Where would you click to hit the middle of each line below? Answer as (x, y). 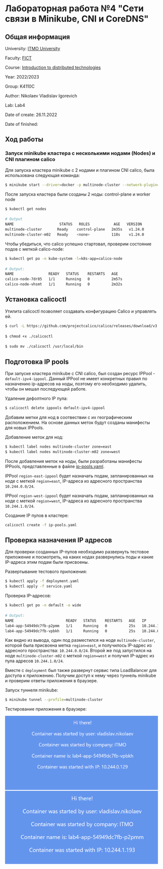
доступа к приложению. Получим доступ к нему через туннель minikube (81, 675)
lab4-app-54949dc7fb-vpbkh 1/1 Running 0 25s (70, 631)
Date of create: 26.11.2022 (31, 115)
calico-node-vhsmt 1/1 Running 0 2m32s (64, 284)
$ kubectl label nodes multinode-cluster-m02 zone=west (63, 452)
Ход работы (24, 139)
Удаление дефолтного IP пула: (36, 398)
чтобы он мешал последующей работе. (46, 389)
